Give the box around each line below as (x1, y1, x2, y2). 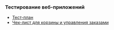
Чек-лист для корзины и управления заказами (12, 20, 109, 25)
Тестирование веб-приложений (5, 4, 85, 10)
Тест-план (12, 15, 33, 20)
